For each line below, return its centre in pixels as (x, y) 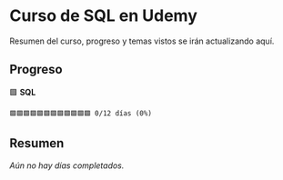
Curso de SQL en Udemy (104, 16)
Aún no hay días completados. (67, 165)
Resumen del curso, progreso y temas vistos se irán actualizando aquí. (142, 41)
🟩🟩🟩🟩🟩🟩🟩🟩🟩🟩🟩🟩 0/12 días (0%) (81, 113)
